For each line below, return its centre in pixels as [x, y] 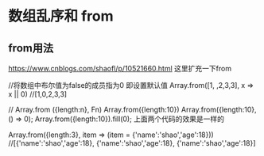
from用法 [31, 48]
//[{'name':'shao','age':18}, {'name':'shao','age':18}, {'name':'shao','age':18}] [132, 143]
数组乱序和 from [61, 16]
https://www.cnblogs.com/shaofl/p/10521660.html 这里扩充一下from [120, 68]
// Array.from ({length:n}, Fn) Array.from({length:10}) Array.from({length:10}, [132, 109]
